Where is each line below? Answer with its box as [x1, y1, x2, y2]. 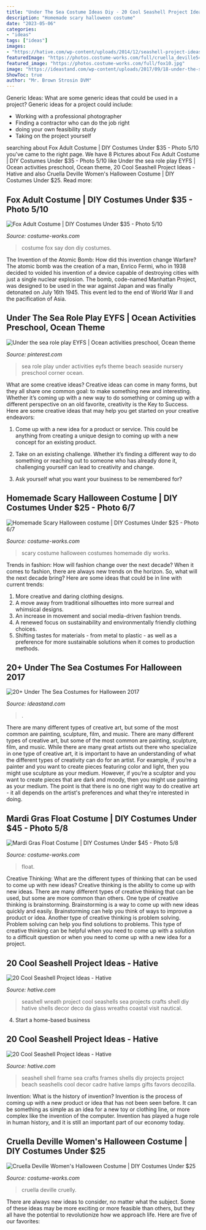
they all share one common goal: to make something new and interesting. [6, 387, 191, 394]
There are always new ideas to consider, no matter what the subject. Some [6, 1197, 195, 1205]
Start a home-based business [15, 1017, 91, 1023]
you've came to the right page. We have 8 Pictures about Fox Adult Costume [6, 151, 200, 158]
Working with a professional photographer [15, 113, 123, 120]
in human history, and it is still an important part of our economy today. [6, 1118, 185, 1126]
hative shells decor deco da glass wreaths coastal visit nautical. [21, 1004, 183, 1012]
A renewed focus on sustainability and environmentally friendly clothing [15, 618, 197, 626]
